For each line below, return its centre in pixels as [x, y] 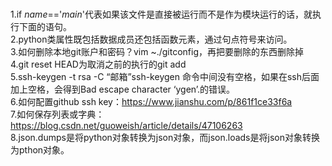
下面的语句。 [45, 26]
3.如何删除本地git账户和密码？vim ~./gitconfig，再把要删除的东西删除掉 [157, 51]
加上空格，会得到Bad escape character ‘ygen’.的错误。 [123, 89]
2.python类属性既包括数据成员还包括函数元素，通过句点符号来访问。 [151, 39]
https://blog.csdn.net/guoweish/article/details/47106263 [126, 125]
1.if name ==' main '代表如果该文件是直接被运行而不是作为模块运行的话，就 [161, 14]
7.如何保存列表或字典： [57, 114]
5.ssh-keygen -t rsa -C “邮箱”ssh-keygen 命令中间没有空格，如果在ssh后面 [165, 76]
